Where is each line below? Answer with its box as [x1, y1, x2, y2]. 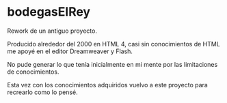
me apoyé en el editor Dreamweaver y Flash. [7, 47, 133, 55]
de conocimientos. [7, 68, 59, 76]
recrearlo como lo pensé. [7, 88, 78, 96]
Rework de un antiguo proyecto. [7, 27, 98, 35]
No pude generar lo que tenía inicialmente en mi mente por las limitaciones [7, 60, 218, 68]
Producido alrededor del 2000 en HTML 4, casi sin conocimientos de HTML [7, 40, 220, 48]
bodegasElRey [7, 4, 91, 20]
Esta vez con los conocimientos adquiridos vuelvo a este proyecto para [7, 80, 209, 89]
